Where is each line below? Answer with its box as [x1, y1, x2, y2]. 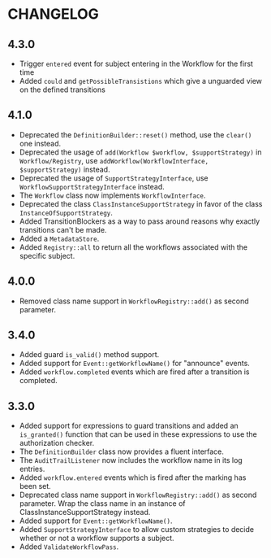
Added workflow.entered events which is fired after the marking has [19, 473, 247, 482]
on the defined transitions [19, 85, 106, 94]
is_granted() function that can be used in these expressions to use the [19, 429, 257, 439]
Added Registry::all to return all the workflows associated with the [19, 242, 248, 252]
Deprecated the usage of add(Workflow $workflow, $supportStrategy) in [19, 147, 262, 157]
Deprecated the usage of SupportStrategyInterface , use [19, 172, 209, 183]
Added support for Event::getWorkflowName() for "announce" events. [19, 359, 251, 368]
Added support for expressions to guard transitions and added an [19, 421, 239, 431]
